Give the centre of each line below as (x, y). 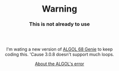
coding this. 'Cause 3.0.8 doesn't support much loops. (59, 54)
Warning (59, 9)
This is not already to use (59, 24)
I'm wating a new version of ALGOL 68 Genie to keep (59, 49)
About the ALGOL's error (59, 64)
